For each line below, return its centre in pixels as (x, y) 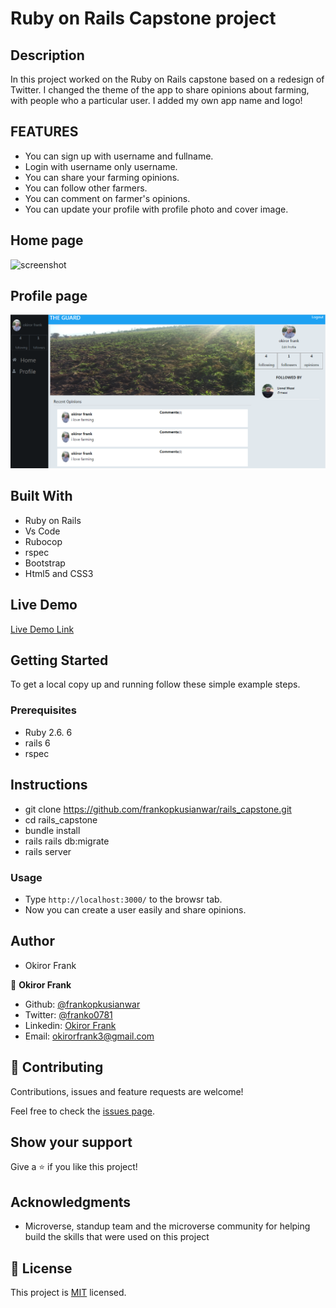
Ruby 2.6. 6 (48, 732)
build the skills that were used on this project (117, 1237)
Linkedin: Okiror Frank (70, 1025)
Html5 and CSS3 (59, 573)
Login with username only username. (101, 166)
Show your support (71, 1142)
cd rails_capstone (61, 819)
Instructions (49, 785)
